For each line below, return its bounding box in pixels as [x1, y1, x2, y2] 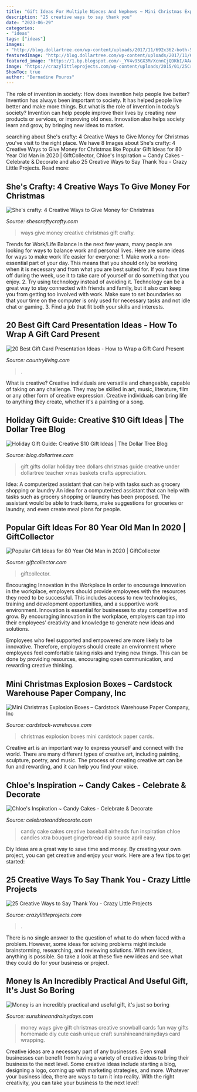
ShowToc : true [6, 69, 41, 75]
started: [6, 858, 25, 865]
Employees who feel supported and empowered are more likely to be [6, 637, 173, 644]
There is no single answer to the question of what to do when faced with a [6, 934, 186, 941]
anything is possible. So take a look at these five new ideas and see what [6, 952, 183, 960]
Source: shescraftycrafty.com [6, 217, 78, 224]
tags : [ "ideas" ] [6, 36, 46, 42]
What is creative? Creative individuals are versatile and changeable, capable [6, 379, 191, 386]
